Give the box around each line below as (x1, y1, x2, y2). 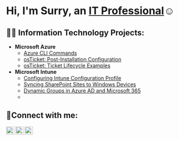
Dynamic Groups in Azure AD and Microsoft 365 (23, 87, 141, 94)
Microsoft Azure (14, 43, 56, 50)
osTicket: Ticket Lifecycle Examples (23, 62, 111, 69)
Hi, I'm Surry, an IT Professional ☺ (6, 4, 175, 18)
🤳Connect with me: (6, 110, 78, 120)
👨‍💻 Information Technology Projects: (6, 28, 145, 38)
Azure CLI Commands (23, 50, 77, 57)
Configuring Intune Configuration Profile (23, 75, 122, 81)
